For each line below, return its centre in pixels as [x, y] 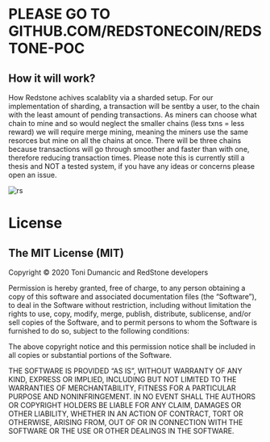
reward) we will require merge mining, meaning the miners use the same [128, 132]
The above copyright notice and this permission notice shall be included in [132, 347]
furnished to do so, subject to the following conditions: [99, 331]
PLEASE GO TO [60, 14]
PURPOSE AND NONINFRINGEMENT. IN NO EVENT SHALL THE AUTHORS [132, 396]
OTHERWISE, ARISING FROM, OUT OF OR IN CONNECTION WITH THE [126, 422]
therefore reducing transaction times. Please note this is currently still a [127, 158]
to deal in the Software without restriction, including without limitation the [130, 305]
